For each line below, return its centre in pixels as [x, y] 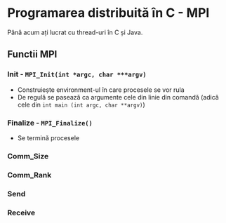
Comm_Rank [29, 175]
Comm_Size [28, 156]
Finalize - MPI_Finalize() [50, 123]
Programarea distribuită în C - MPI [108, 13]
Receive [21, 212]
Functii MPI [32, 54]
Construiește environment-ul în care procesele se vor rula [101, 90]
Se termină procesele [48, 137]
